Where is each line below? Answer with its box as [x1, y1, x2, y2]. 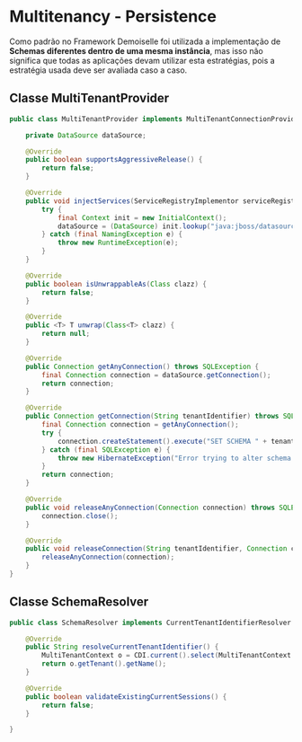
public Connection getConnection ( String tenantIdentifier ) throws [25, 411, 280, 421]
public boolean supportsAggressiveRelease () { [25, 155, 203, 164]
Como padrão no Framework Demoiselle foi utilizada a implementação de [9, 36, 281, 47]
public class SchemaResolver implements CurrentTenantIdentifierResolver [9, 618, 292, 627]
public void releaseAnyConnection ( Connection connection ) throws [25, 503, 276, 512]
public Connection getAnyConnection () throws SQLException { [25, 362, 259, 371]
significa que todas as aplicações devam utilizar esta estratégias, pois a [9, 55, 276, 66]
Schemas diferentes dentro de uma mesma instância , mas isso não [9, 45, 263, 56]
